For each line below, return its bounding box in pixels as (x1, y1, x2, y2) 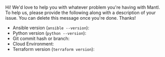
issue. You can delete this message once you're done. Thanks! (5, 15, 136, 21)
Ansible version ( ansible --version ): (12, 25, 90, 31)
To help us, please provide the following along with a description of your (5, 10, 156, 16)
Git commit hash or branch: (12, 35, 70, 41)
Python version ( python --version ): (12, 30, 87, 36)
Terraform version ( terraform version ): (12, 46, 95, 52)
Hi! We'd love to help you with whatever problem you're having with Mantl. (5, 5, 160, 10)
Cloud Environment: (12, 41, 54, 47)
